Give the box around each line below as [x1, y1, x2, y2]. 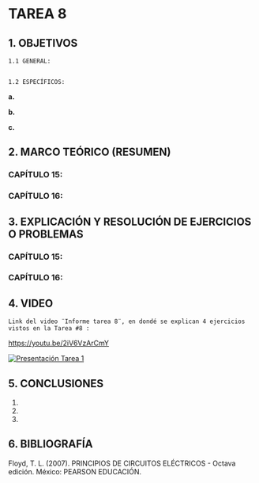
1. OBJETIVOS [8, 36, 78, 50]
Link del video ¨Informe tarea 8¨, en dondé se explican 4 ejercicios [8, 318, 246, 325]
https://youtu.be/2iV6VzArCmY [8, 338, 109, 348]
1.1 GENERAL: [8, 57, 51, 65]
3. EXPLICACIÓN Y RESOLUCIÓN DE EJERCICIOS [8, 215, 252, 228]
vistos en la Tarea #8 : [8, 325, 90, 333]
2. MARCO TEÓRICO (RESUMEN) [8, 146, 171, 159]
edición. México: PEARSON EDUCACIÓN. [8, 466, 142, 476]
